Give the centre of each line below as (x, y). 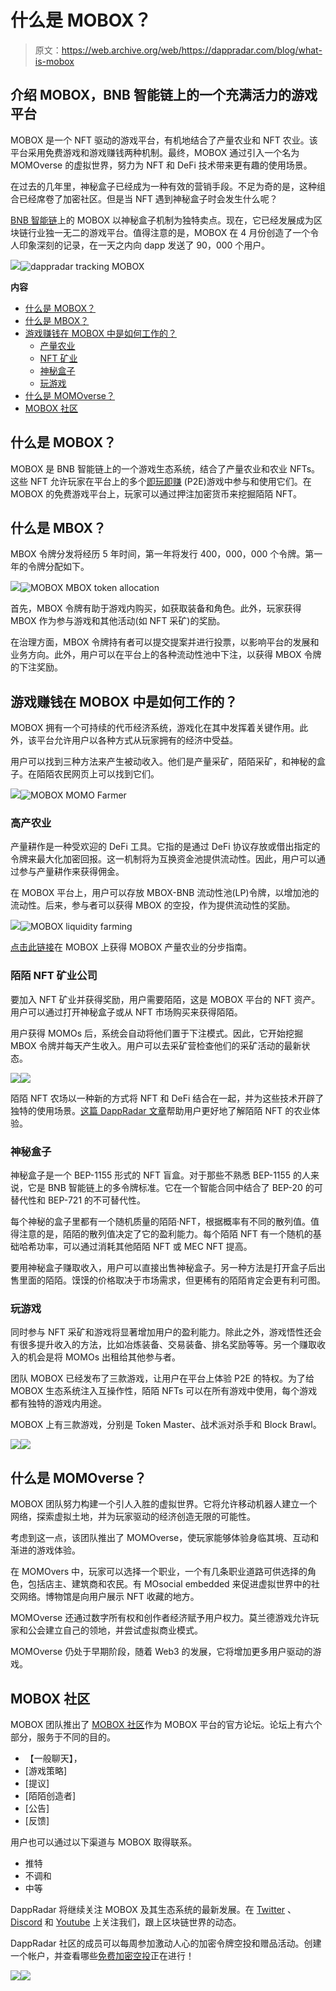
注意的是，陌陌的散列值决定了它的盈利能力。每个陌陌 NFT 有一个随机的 (165, 1234)
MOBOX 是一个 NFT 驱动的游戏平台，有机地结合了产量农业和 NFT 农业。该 (164, 140)
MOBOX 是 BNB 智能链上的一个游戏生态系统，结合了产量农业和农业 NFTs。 (165, 468)
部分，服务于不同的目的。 (63, 1737)
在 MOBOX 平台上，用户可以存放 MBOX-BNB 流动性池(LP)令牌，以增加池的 (165, 893)
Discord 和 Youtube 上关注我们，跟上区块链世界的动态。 (126, 1922)
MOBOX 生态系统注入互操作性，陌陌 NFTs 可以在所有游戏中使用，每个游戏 (164, 1391)
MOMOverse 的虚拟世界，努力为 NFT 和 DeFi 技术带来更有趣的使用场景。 (161, 165)
